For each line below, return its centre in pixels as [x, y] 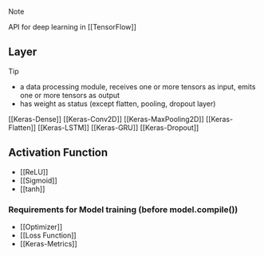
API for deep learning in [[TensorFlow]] [73, 27]
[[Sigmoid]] [38, 180]
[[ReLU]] [34, 171]
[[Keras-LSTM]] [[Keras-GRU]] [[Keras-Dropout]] [118, 128]
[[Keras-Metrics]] [48, 243]
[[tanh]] [32, 189]
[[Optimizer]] [41, 226]
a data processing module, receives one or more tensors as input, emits [138, 86]
